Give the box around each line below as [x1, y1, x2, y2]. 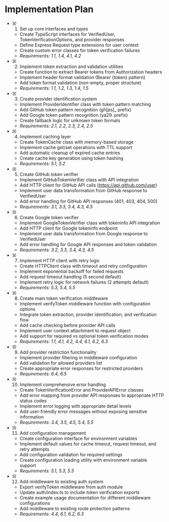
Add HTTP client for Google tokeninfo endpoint [19, 225, 118, 231]
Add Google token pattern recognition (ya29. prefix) [19, 112, 128, 118]
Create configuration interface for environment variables [19, 435, 138, 441]
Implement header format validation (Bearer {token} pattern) [19, 74, 146, 80]
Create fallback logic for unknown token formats [19, 117, 120, 123]
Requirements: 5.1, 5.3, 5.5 [19, 468, 74, 474]
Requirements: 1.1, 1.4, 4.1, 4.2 [19, 52, 81, 59]
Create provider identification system [19, 95, 97, 102]
